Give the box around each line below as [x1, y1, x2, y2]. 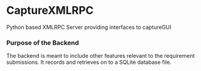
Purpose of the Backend [6, 39, 79, 47]
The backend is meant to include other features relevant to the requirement [6, 52, 195, 60]
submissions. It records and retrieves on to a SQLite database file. [6, 58, 172, 66]
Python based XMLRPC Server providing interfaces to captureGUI [6, 23, 172, 31]
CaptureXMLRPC [6, 4, 94, 17]
